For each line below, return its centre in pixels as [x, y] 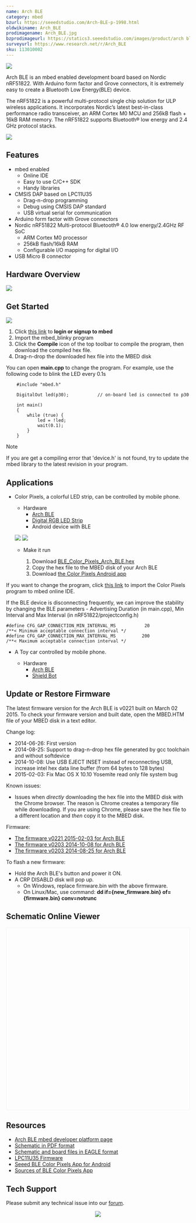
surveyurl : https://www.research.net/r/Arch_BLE [66, 44]
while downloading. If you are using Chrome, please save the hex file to [100, 809]
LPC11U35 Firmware [38, 1158]
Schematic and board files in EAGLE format [66, 1152]
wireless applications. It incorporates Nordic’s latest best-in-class [85, 107]
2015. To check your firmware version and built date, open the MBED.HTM [95, 714]
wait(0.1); [50, 426]
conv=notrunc [79, 898]
